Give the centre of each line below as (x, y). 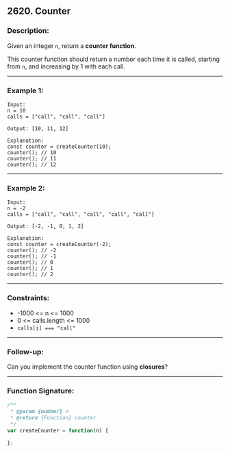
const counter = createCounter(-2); (59, 245)
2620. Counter (39, 11)
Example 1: (25, 90)
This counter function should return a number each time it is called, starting (114, 59)
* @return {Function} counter (53, 417)
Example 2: (26, 188)
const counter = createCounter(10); (59, 147)
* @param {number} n (39, 412)
